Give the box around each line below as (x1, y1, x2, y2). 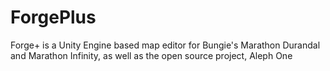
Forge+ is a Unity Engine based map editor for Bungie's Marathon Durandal (10, 39, 321, 51)
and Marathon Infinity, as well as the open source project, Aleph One (10, 49, 293, 61)
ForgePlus (10, 6, 97, 29)
